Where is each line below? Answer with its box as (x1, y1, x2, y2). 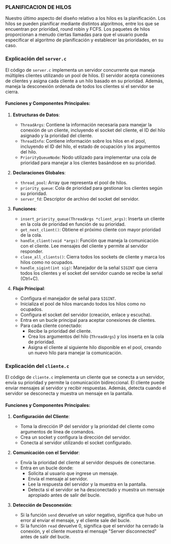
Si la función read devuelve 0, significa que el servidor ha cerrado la (20, 523, 164, 529)
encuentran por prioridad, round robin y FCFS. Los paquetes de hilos (5, 26, 151, 32)
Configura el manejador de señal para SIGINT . (20, 295, 116, 301)
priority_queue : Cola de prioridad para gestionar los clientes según (20, 185, 163, 191)
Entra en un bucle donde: (20, 465, 74, 471)
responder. (20, 248, 43, 254)
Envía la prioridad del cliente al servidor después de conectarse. (20, 460, 156, 466)
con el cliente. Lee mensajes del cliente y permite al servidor (20, 243, 148, 249)
